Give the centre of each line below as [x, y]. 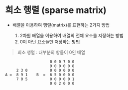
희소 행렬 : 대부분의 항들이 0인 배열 [51, 52]
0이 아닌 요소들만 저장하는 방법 [50, 42]
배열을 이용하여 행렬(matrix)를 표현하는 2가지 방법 [61, 25]
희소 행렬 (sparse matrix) [56, 10]
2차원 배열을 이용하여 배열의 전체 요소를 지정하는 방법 [71, 35]
